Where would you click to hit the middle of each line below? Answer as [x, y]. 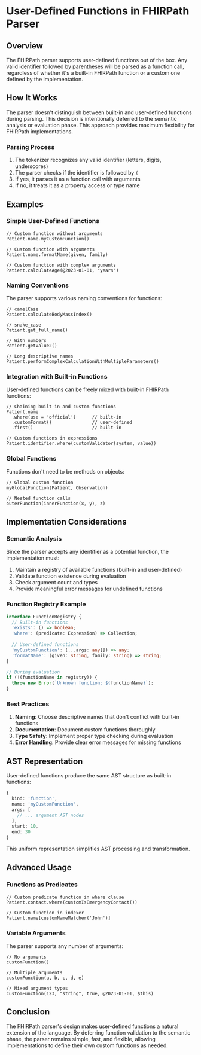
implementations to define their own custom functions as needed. [87, 1045]
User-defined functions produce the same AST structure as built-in [89, 776]
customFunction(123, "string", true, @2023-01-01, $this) [80, 994]
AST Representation [45, 761]
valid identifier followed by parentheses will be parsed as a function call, [95, 66]
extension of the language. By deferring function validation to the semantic [98, 1032]
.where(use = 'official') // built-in [66, 417]
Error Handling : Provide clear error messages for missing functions [98, 742]
